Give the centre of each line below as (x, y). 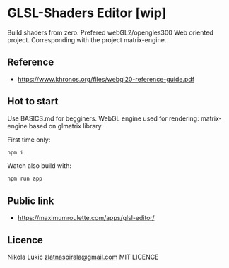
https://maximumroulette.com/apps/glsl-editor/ (86, 218)
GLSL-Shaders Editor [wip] (87, 13)
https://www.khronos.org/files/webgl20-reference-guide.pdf (106, 79)
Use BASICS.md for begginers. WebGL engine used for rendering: (103, 118)
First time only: (29, 140)
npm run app (25, 179)
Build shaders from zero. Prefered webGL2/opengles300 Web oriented (110, 32)
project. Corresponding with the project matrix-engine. (87, 39)
